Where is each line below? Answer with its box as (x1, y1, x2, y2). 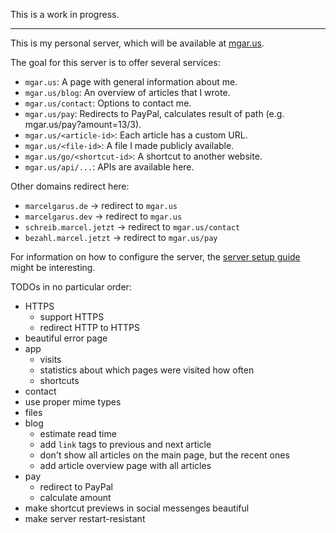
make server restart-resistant (24, 513, 146, 524)
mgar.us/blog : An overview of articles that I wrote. (24, 87, 231, 98)
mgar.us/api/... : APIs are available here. (24, 161, 195, 173)
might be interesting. (10, 262, 96, 273)
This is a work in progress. (10, 9, 120, 20)
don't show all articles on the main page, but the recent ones (39, 449, 290, 461)
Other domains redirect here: (10, 180, 130, 192)
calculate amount (39, 492, 112, 503)
